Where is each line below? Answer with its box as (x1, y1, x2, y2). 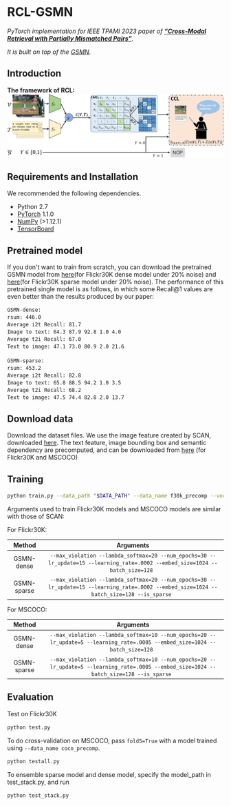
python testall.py (7, 758, 60, 765)
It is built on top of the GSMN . (7, 48, 91, 56)
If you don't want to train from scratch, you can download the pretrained (7, 263, 212, 271)
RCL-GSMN (7, 4, 74, 20)
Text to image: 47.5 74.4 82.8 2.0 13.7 (7, 394, 125, 401)
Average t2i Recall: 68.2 (7, 386, 81, 393)
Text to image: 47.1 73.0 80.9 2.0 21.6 (7, 343, 125, 350)
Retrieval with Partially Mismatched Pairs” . (7, 34, 134, 42)
